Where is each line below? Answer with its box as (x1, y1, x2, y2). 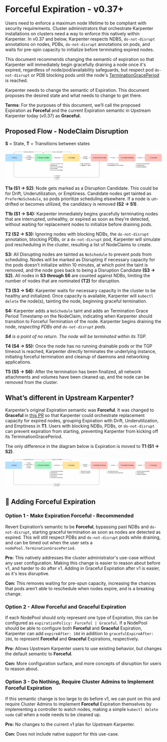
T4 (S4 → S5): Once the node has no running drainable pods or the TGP (5, 343, 153, 349)
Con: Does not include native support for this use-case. (5, 731, 119, 737)
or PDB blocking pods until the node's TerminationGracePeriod (30, 72, 160, 78)
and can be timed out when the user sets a (5, 539, 93, 545)
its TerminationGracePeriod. (5, 433, 63, 439)
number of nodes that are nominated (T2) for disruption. (5, 278, 120, 284)
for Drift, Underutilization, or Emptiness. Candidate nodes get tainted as (5, 190, 152, 196)
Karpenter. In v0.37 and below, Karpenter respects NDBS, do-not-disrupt (5, 36, 156, 42)
